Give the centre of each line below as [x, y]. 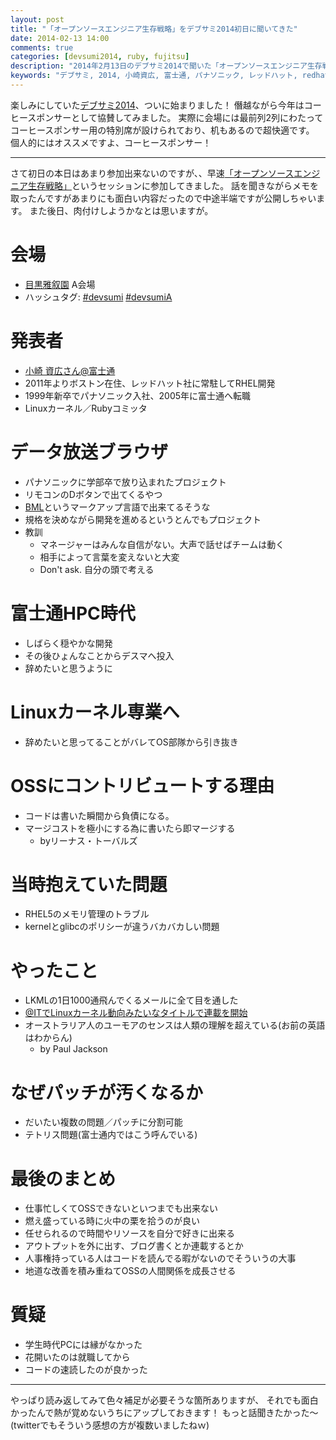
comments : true [42, 47]
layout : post [37, 19]
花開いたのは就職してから [77, 1357]
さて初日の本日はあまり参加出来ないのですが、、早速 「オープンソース [152, 173]
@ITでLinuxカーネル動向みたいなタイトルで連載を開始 [136, 1013]
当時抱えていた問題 [89, 884]
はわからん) [48, 1038]
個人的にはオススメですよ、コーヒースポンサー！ [111, 142]
